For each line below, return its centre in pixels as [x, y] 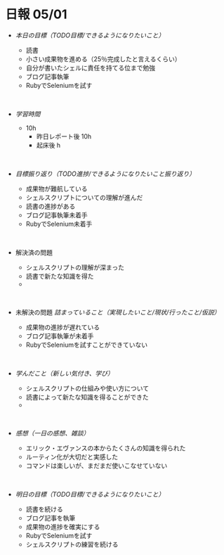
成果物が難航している [57, 189]
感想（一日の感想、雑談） [52, 433]
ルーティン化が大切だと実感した [72, 457]
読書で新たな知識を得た [60, 276]
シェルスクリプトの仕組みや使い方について [87, 388]
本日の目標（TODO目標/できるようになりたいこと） [90, 35]
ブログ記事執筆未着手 [57, 215]
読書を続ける [44, 509]
